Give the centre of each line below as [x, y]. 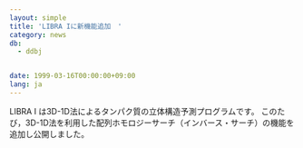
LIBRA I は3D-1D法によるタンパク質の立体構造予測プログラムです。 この [143, 111]
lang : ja [26, 84]
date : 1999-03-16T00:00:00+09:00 [73, 76]
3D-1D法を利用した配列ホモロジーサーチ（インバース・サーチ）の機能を [160, 123]
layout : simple [38, 18]
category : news [38, 35]
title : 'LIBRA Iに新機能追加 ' [66, 26]
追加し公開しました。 [49, 133]
